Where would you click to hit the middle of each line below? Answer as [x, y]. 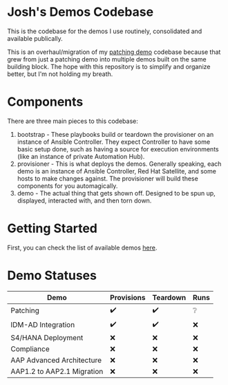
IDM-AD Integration [43, 325]
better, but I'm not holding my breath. [60, 74]
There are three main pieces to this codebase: [73, 121]
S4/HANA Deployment [47, 337]
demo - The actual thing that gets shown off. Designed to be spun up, [116, 193]
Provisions [128, 297]
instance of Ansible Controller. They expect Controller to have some [114, 142]
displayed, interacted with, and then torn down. [84, 200]
